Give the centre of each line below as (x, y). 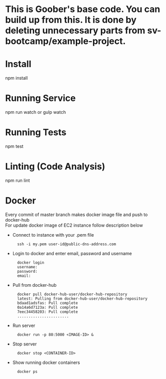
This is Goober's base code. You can (83, 9)
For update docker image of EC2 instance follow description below (74, 225)
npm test (14, 146)
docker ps (27, 371)
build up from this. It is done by (71, 20)
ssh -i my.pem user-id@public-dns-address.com (67, 244)
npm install (17, 78)
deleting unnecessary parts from (75, 31)
